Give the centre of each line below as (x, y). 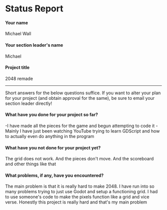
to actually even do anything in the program (50, 136)
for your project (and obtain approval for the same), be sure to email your (80, 98)
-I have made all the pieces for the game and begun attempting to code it (80, 126)
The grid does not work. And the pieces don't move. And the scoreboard (80, 159)
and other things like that (31, 164)
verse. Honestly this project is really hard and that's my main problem (76, 202)
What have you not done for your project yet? (53, 147)
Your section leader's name (34, 45)
